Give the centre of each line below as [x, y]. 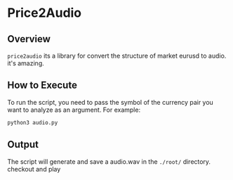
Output [23, 144]
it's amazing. [26, 63]
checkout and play [34, 169]
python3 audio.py [33, 122]
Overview [29, 39]
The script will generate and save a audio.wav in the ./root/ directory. [109, 161]
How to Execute [42, 85]
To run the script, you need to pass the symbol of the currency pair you [111, 102]
